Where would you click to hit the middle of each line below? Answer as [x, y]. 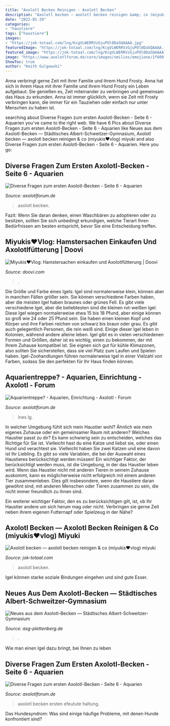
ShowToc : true [20, 62]
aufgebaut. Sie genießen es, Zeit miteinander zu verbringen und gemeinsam [84, 92]
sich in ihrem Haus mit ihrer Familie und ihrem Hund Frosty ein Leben [77, 86]
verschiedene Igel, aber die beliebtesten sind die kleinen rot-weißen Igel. [81, 307]
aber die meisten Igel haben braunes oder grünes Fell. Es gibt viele [75, 302]
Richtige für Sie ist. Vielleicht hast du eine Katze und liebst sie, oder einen [82, 443]
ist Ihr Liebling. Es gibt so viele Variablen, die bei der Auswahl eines [75, 454]
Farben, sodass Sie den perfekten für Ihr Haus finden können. [70, 361]
